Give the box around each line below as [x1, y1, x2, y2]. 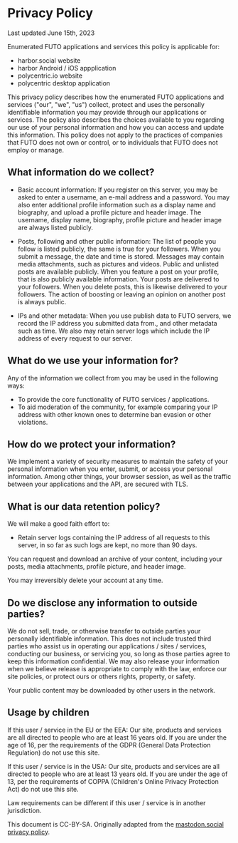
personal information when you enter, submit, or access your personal [7, 465, 213, 473]
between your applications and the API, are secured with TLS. [7, 480, 188, 489]
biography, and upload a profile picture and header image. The [17, 208, 202, 217]
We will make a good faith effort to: [7, 519, 110, 528]
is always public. [17, 297, 67, 306]
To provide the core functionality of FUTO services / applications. [17, 395, 210, 403]
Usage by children [7, 707, 90, 719]
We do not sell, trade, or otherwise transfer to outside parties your [7, 627, 201, 635]
